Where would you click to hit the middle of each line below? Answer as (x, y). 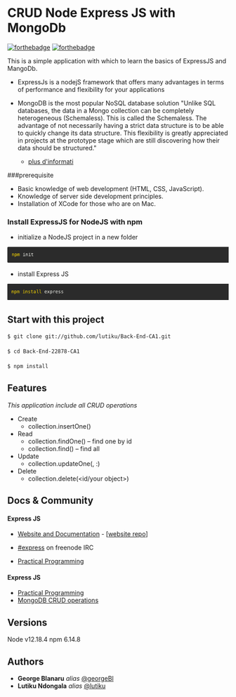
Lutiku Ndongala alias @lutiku (61, 686)
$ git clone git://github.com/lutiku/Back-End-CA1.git (89, 337)
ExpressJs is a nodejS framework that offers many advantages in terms (121, 82)
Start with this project (56, 319)
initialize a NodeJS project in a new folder (78, 237)
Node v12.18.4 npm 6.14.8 (44, 639)
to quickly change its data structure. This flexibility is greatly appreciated (123, 133)
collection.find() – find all (64, 448)
